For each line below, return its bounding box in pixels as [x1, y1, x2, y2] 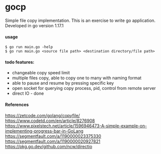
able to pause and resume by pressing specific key [12, 80, 114, 86]
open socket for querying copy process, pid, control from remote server [12, 86, 156, 91]
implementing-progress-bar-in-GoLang [5, 128, 84, 134]
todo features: [5, 59, 35, 65]
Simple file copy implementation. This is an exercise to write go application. [5, 17, 156, 23]
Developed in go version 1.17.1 [5, 22, 64, 28]
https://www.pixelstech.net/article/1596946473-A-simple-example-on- [5, 123, 147, 129]
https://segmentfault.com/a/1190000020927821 [5, 138, 100, 144]
